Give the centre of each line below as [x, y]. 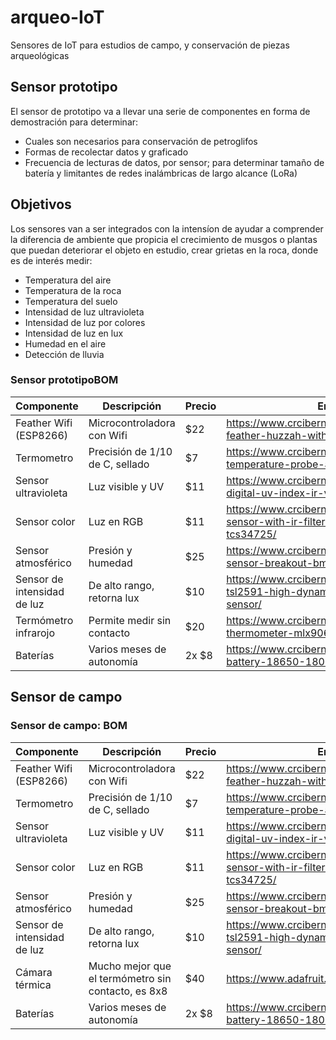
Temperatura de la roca [73, 290]
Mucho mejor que [130, 966]
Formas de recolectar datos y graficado [106, 152]
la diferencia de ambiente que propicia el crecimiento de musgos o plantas [164, 239]
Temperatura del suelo [71, 301]
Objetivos [41, 204]
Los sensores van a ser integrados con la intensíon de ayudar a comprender [167, 228]
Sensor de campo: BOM [69, 726]
